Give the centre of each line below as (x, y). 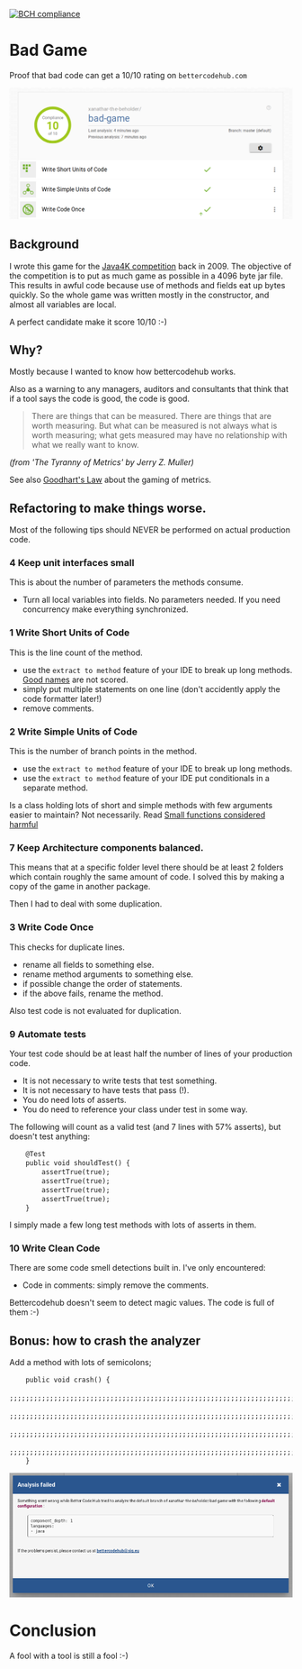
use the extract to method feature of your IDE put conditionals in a (146, 779)
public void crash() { (68, 1380)
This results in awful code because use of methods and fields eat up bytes (147, 285)
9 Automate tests (48, 1034)
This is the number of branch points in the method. (103, 752)
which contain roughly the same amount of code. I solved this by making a (147, 877)
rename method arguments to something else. (108, 974)
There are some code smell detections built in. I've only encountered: (138, 1268)
